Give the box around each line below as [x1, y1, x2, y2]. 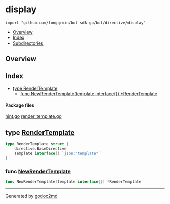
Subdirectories [12, 39, 44, 46]
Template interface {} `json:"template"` [14, 151, 101, 156]
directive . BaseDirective [14, 146, 67, 151]
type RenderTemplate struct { [5, 142, 69, 147]
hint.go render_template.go [5, 113, 62, 119]
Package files [5, 102, 34, 108]
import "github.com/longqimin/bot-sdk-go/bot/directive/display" [5, 20, 146, 25]
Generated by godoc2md [5, 193, 58, 199]
